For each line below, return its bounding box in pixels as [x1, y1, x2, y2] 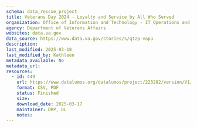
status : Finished [16, 90, 59, 96]
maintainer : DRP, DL [16, 107, 67, 112]
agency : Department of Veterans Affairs [6, 25, 107, 31]
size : [16, 95, 30, 101]
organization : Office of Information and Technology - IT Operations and [6, 19, 191, 25]
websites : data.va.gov [6, 30, 62, 36]
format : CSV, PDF [16, 85, 59, 91]
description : [6, 42, 38, 47]
